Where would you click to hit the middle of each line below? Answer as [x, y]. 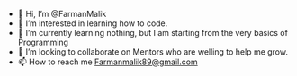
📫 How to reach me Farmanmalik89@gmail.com [108, 62]
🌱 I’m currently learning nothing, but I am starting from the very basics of [153, 33]
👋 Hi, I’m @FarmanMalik [62, 14]
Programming [43, 42]
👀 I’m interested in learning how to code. [93, 23]
